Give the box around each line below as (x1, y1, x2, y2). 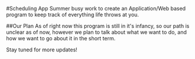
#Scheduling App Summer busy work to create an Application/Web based (6, 5, 186, 12)
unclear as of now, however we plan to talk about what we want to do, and (6, 29, 187, 36)
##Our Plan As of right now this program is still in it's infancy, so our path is (6, 23, 190, 29)
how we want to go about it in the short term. (6, 35, 116, 41)
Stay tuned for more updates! (6, 46, 78, 53)
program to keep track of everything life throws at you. (6, 11, 139, 18)
